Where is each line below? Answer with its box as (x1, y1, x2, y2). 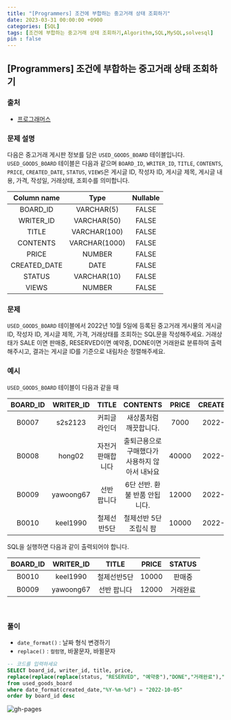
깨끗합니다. (126, 423, 160, 433)
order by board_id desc (7, 693, 76, 699)
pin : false (7, 36, 41, 43)
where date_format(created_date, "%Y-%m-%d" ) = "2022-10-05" (7, 686, 184, 693)
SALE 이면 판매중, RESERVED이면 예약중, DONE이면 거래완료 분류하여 (19, 339, 210, 347)
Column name (13, 193, 60, 203)
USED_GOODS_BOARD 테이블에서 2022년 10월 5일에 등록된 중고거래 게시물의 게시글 (7, 322, 222, 330)
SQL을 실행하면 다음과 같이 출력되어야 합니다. (7, 542, 129, 550)
